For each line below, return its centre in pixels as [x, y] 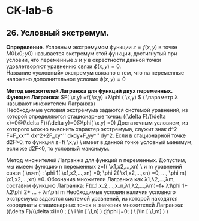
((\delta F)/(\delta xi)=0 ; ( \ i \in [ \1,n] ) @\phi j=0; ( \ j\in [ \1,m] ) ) [88, 211]
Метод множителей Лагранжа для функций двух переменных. [90, 91]
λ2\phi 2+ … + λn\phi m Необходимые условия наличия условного [91, 192]
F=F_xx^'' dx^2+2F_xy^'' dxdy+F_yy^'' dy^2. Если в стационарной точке [96, 135]
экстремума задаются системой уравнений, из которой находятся [92, 198]
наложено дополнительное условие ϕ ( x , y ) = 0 [66, 79]
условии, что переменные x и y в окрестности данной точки [84, 60]
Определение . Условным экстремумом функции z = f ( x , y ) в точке [92, 47]
